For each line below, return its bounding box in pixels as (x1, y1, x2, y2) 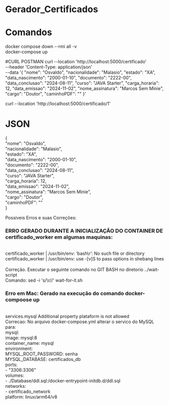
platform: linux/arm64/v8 (5, 393, 57, 400)
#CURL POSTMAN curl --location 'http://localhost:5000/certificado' (5, 59, 147, 65)
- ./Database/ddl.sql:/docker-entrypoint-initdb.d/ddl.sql (5, 378, 120, 384)
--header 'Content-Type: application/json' (5, 64, 93, 70)
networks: (5, 383, 26, 389)
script (5, 272, 18, 278)
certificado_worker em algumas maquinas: (5, 234, 113, 241)
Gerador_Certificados (5, 4, 99, 15)
